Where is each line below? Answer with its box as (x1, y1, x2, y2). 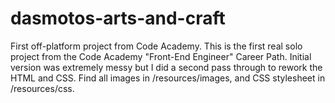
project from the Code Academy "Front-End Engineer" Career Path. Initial (10, 50, 312, 62)
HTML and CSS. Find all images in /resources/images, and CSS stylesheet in (10, 72, 326, 84)
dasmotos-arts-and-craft (10, 7, 226, 30)
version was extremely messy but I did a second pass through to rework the (10, 61, 323, 73)
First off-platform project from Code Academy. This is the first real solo (10, 40, 303, 52)
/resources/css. (10, 82, 75, 94)
